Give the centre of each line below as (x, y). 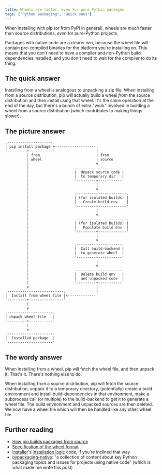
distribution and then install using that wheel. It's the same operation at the (79, 101)
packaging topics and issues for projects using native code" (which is (81, 462)
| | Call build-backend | (75, 249)
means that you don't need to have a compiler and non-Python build (73, 53)
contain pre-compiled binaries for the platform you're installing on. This (76, 48)
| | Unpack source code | (75, 172)
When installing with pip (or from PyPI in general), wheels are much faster (79, 28)
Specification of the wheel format (45, 447)
